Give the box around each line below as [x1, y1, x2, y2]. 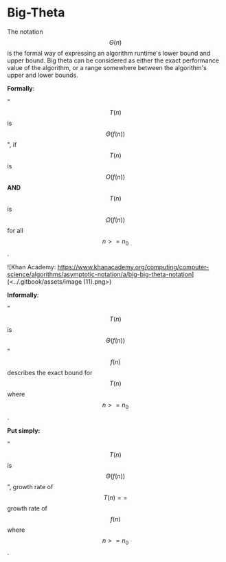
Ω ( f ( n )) [105, 215, 126, 224]
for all [7, 226, 24, 234]
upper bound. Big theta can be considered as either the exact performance [7, 56, 220, 65]
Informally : [7, 291, 39, 299]
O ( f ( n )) [105, 172, 126, 181]
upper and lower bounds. [7, 71, 79, 79]
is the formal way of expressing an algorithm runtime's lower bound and [7, 49, 211, 57]
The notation [7, 27, 43, 36]
